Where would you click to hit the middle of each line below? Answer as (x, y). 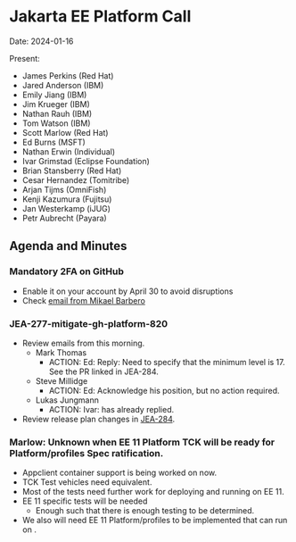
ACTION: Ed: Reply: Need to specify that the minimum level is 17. (167, 362)
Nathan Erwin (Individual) (69, 151)
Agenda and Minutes (68, 246)
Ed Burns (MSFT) (54, 142)
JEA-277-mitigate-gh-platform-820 (89, 323)
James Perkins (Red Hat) (68, 75)
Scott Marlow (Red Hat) (65, 132)
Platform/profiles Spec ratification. (86, 453)
